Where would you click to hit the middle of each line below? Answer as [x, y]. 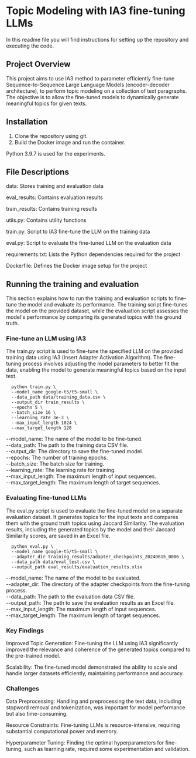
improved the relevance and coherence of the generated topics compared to [98, 649]
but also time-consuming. [37, 714]
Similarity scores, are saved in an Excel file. [58, 535]
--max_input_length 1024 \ [44, 423]
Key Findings [25, 631]
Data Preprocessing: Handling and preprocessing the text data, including [94, 701]
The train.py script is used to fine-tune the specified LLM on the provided [94, 351]
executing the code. [30, 46]
